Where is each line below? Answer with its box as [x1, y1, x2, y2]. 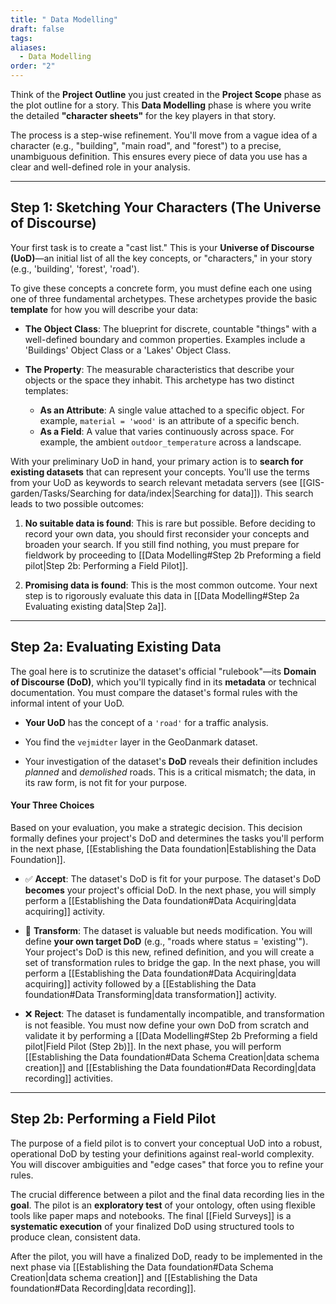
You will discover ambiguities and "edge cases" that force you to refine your [10, 1158, 324, 1170]
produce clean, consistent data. [10, 1231, 141, 1243]
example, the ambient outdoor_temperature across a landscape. [39, 436, 302, 448]
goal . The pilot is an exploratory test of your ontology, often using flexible [10, 1199, 316, 1211]
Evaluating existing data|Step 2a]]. [24, 600, 167, 612]
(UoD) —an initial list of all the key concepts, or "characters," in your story [10, 252, 313, 264]
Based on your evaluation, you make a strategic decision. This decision [10, 821, 303, 833]
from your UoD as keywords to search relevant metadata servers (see [10, 476, 298, 488]
